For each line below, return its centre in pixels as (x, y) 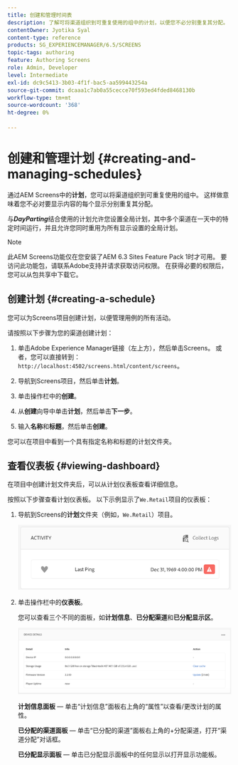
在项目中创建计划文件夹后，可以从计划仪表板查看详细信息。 (94, 484)
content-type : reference (44, 38)
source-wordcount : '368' (44, 105)
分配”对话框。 (44, 739)
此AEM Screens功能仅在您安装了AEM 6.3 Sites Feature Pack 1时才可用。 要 (117, 256)
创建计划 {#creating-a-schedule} (82, 299)
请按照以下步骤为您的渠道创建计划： (60, 333)
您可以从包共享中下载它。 (45, 274)
